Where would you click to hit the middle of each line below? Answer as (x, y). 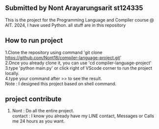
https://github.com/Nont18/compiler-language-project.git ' (63, 57)
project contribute (34, 99)
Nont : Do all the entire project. (43, 111)
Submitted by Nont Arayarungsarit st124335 (74, 8)
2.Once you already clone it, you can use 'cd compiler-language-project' (78, 63)
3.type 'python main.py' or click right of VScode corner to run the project (79, 68)
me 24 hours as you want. (38, 121)
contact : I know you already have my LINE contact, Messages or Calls (83, 116)
